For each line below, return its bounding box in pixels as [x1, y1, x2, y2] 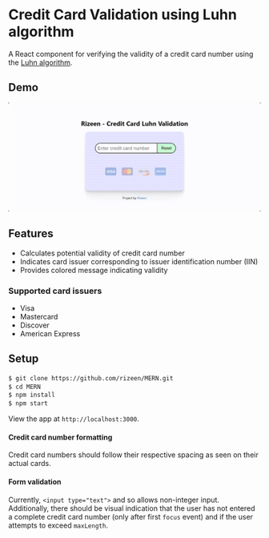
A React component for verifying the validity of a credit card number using [8, 49, 254, 58]
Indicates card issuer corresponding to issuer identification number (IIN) [19, 256, 259, 266]
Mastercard [19, 311, 58, 321]
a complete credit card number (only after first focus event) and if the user [8, 512, 254, 521]
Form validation [8, 477, 62, 487]
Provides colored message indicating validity [19, 265, 168, 275]
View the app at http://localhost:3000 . [8, 414, 140, 424]
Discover [19, 320, 50, 330]
